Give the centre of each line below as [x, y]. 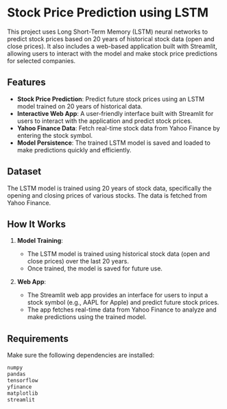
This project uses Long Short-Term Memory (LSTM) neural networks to [107, 32]
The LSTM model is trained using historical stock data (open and [119, 254]
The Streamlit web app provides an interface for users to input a [118, 295]
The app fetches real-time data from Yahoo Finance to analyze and [122, 309]
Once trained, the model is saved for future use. [95, 268]
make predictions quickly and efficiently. [74, 150]
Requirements [38, 339]
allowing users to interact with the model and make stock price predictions [112, 54]
